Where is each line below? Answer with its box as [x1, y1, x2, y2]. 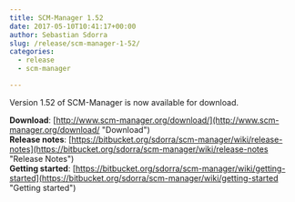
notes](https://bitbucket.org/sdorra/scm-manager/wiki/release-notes [9, 143, 269, 155]
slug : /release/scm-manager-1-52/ [9, 38, 141, 48]
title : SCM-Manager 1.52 [9, 13, 104, 23]
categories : [9, 47, 55, 56]
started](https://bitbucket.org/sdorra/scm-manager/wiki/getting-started [9, 172, 279, 183]
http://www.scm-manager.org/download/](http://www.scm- [56, 115, 280, 126]
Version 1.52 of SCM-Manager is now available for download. [9, 96, 239, 107]
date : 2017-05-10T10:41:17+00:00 [9, 22, 137, 31]
